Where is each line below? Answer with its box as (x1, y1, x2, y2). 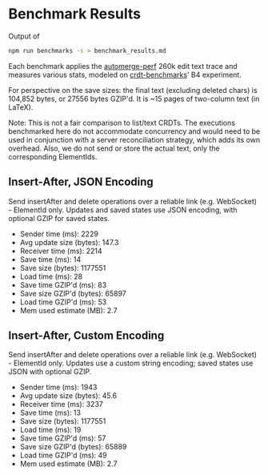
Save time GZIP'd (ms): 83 (19, 280, 107, 289)
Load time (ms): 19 (19, 425, 82, 435)
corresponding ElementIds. (8, 151, 98, 161)
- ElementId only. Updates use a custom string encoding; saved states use (8, 358, 254, 368)
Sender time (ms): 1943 (19, 382, 98, 392)
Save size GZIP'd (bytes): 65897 (19, 288, 126, 298)
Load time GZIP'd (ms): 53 (19, 297, 107, 307)
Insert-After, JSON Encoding (8, 175, 154, 189)
